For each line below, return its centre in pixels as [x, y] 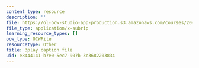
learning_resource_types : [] [42, 34]
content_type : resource [36, 12]
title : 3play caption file [39, 50]
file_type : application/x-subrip [47, 28]
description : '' [26, 17]
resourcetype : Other [32, 45]
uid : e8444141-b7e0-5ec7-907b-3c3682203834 [61, 56]
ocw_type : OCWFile [29, 39]
